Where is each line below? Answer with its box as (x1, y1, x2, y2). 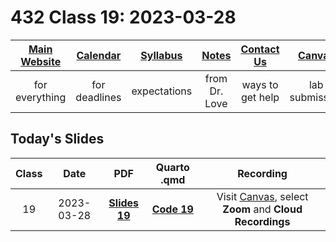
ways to (241, 77, 279, 91)
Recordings (234, 214, 291, 228)
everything (15, 90, 67, 104)
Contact (240, 42, 280, 56)
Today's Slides (10, 131, 105, 148)
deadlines (75, 90, 122, 104)
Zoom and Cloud (222, 202, 303, 216)
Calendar (76, 48, 122, 62)
